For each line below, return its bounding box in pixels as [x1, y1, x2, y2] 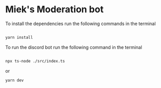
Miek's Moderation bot [5, 4, 104, 15]
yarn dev [5, 78, 24, 83]
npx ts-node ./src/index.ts [5, 58, 65, 63]
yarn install [5, 35, 33, 40]
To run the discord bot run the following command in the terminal [5, 44, 142, 50]
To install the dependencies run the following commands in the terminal [5, 20, 156, 27]
